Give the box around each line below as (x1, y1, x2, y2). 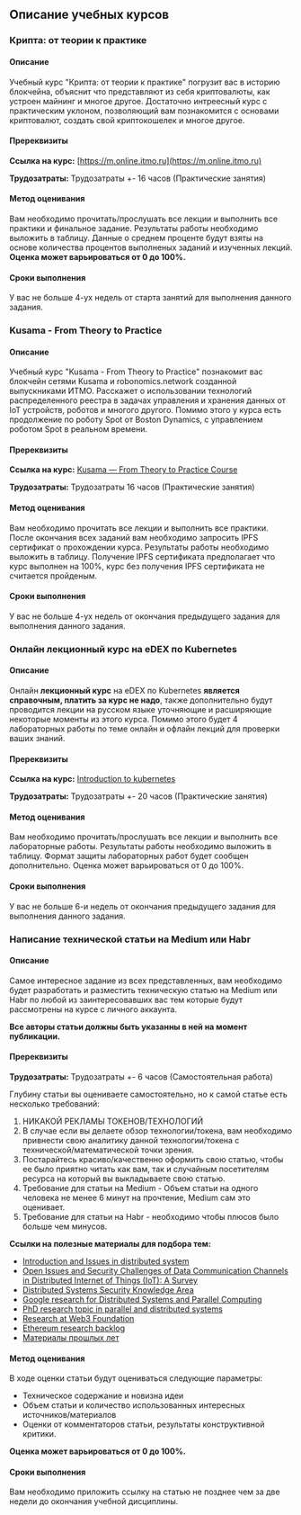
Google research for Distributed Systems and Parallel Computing (22, 1294, 262, 1304)
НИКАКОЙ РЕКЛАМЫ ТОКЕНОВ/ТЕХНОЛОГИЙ (22, 1116, 204, 1126)
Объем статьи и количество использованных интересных (22, 1400, 245, 1411)
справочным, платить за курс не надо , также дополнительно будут (9, 695, 273, 705)
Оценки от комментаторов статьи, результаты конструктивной (22, 1419, 265, 1430)
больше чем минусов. (22, 1221, 108, 1232)
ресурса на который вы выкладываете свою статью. (22, 1173, 226, 1184)
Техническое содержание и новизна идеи (22, 1390, 184, 1402)
